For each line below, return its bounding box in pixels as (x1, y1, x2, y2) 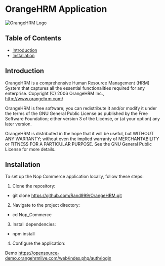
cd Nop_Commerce (12, 212, 52, 218)
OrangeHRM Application (5, 3, 107, 15)
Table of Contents (5, 34, 62, 42)
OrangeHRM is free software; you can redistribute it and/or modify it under (5, 105, 157, 111)
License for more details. (5, 146, 56, 152)
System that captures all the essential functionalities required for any (5, 85, 145, 91)
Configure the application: (12, 240, 66, 246)
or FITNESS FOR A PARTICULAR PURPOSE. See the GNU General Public (5, 141, 152, 147)
